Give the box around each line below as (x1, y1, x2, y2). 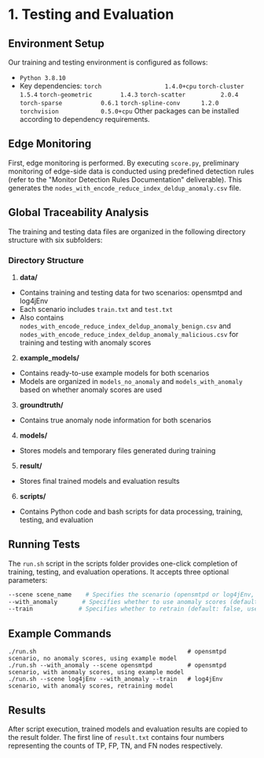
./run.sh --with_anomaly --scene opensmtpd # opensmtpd (8, 661, 226, 669)
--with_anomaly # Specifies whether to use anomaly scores (8, 598, 226, 606)
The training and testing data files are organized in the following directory (8, 226, 246, 236)
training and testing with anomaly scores (19, 338, 152, 347)
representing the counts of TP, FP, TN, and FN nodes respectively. (8, 741, 223, 750)
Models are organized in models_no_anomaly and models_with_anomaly (19, 376, 243, 386)
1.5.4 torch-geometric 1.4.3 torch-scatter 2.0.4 (19, 91, 239, 99)
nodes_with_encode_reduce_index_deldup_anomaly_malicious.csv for (19, 329, 239, 339)
